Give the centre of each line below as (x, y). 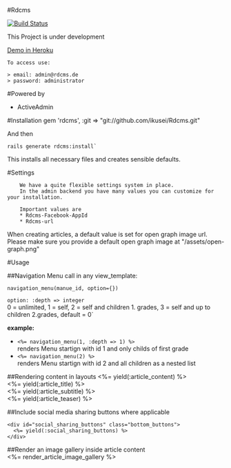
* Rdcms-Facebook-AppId (54, 215)
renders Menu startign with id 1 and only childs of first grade (103, 349)
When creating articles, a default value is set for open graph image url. (108, 234)
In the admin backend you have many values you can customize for (117, 191)
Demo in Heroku (30, 50)
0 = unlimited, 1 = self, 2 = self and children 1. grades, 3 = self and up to (109, 307)
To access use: (29, 63)
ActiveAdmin (35, 107)
